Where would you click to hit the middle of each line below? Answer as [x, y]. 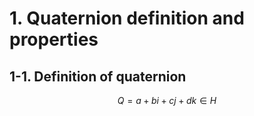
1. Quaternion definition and [127, 18]
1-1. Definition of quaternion [98, 76]
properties [54, 39]
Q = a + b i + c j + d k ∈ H [167, 100]
